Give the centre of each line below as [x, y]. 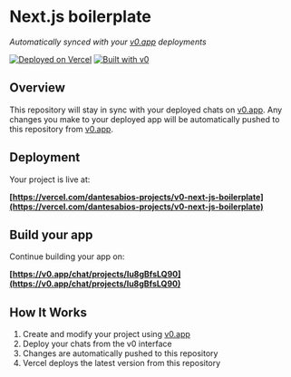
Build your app [51, 234]
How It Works [48, 312]
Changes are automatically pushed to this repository [120, 353]
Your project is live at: [50, 179]
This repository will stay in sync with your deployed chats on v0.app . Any [146, 110]
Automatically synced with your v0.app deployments [108, 42]
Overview [38, 88]
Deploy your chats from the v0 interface [97, 344]
